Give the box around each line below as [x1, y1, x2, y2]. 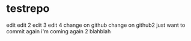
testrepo [6, 2, 50, 15]
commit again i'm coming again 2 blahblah [6, 27, 111, 34]
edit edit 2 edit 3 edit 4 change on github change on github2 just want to [6, 21, 186, 29]
